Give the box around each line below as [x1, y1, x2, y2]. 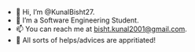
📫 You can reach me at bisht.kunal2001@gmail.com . [15, 24, 187, 33]
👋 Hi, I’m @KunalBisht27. [15, 8, 95, 16]
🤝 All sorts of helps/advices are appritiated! [15, 36, 156, 44]
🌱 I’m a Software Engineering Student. [15, 16, 139, 25]
